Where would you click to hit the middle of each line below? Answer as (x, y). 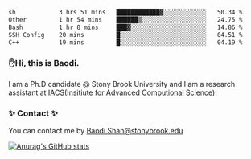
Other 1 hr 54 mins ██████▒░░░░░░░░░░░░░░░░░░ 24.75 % (125, 20)
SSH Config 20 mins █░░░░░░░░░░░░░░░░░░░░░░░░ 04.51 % (125, 35)
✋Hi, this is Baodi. (44, 63)
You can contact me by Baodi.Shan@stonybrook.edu (96, 130)
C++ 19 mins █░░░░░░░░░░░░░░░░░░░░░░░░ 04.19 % (125, 42)
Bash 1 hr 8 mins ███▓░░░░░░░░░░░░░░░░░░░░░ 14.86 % (125, 27)
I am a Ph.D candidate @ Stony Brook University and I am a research (122, 84)
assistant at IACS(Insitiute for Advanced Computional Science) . (113, 92)
